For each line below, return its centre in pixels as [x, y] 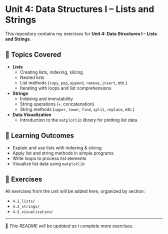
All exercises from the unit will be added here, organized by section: [75, 191]
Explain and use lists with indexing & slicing [57, 147]
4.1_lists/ [24, 201]
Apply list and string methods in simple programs [63, 153]
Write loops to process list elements [49, 158]
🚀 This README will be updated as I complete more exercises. [69, 226]
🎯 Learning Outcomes [39, 136]
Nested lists [32, 77]
